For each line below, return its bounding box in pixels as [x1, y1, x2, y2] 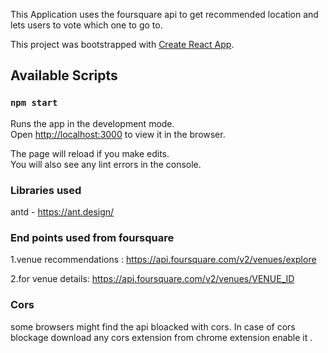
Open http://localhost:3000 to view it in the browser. [10, 128, 226, 140]
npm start [10, 97, 58, 109]
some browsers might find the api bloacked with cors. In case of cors [10, 320, 296, 333]
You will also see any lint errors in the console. [10, 158, 202, 170]
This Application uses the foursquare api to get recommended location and [10, 9, 319, 20]
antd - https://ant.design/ [10, 205, 115, 218]
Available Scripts [10, 67, 118, 84]
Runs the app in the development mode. [10, 117, 175, 129]
